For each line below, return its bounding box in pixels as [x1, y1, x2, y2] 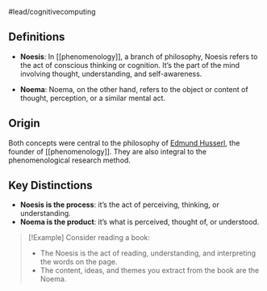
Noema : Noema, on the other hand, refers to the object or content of [19, 84, 248, 94]
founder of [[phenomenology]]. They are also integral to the [8, 146, 207, 156]
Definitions [8, 30, 65, 44]
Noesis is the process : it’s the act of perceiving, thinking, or [19, 200, 219, 209]
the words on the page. [40, 257, 119, 267]
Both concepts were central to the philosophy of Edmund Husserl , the [8, 137, 240, 148]
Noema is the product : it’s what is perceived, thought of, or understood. [19, 217, 260, 227]
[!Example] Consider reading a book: [27, 233, 151, 242]
